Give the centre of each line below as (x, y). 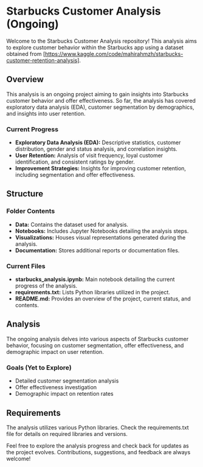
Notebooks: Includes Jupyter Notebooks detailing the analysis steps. (102, 231)
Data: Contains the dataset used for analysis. (72, 224)
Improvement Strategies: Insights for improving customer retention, (101, 168)
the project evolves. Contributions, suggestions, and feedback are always (98, 452)
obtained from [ (26, 54)
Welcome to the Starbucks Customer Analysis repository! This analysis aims (102, 41)
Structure (25, 194)
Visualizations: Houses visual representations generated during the (100, 237)
